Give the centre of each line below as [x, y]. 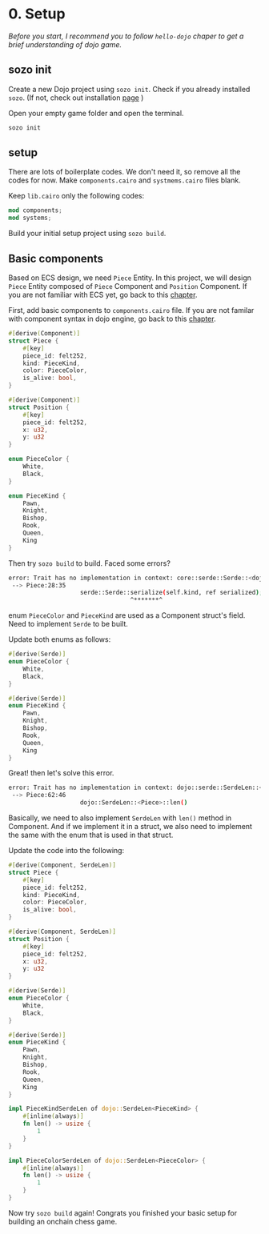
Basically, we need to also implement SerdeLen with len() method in [120, 818]
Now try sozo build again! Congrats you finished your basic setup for [123, 1212]
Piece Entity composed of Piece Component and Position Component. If [128, 286]
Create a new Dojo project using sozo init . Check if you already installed [129, 89]
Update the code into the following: [66, 850]
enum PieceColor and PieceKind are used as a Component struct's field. [127, 615]
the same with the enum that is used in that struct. [91, 835]
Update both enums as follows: [60, 639]
